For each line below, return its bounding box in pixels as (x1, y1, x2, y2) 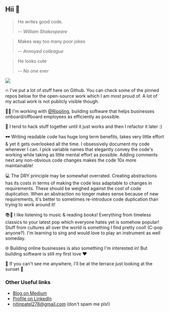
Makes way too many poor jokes (17, 38, 86, 44)
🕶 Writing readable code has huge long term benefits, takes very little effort (5, 133, 164, 140)
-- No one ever (17, 68, 49, 74)
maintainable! (5, 162, 33, 168)
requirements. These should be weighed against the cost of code (5, 185, 142, 191)
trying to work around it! (5, 201, 56, 207)
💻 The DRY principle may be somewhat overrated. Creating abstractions (5, 172, 157, 178)
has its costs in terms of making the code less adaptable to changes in (5, 180, 152, 186)
